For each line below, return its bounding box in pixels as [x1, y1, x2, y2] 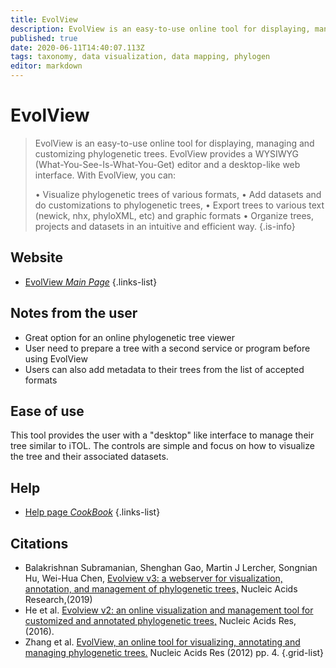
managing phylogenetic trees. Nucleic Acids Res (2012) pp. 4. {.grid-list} [24, 647, 325, 658]
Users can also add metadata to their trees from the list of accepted [24, 363, 305, 375]
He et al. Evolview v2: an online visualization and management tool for [24, 604, 314, 616]
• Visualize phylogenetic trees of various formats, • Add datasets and [34, 188, 322, 200]
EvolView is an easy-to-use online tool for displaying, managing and [34, 137, 315, 149]
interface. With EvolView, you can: [34, 169, 177, 181]
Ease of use [10, 402, 85, 420]
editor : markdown [10, 61, 83, 71]
